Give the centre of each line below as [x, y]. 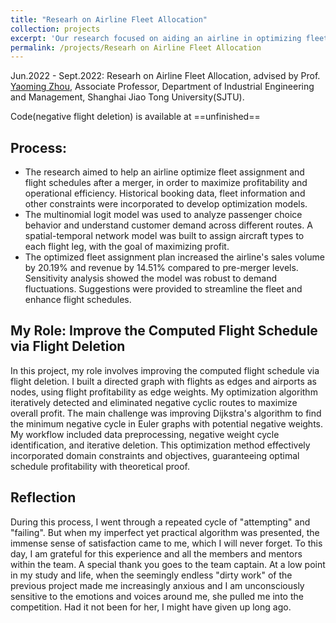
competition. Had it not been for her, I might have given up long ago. [151, 607]
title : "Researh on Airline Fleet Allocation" [109, 19]
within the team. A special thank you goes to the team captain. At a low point [168, 564]
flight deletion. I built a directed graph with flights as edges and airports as [163, 381]
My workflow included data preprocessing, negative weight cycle [145, 434]
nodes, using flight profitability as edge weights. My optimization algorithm [164, 392]
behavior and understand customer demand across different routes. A [168, 225]
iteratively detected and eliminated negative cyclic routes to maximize [154, 402]
